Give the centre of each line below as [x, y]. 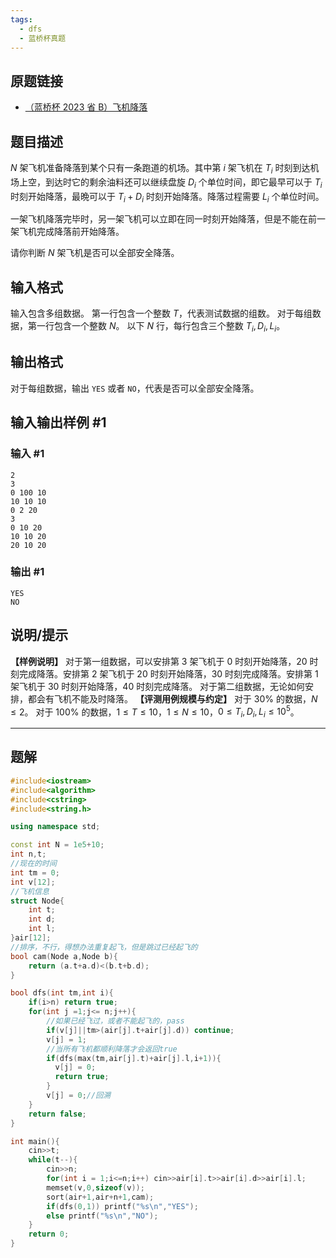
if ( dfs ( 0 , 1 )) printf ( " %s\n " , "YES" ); [122, 1206]
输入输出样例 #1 [58, 422]
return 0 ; [49, 1234]
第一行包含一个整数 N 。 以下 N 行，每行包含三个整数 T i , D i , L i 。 [156, 327]
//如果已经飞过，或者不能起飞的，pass [115, 1021]
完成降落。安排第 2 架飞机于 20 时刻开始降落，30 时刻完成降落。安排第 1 [168, 673]
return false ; [57, 1114]
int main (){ [35, 1141]
